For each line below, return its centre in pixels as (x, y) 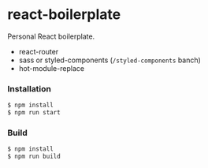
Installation (30, 88)
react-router (39, 51)
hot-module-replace (51, 68)
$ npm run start (34, 113)
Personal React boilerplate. (51, 36)
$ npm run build (34, 157)
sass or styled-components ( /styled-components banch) (110, 60)
